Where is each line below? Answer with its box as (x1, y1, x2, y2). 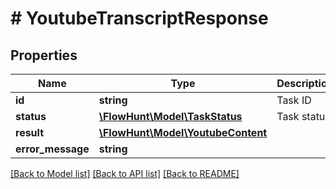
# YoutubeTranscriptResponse (10, 7, 269, 30)
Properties (10, 47, 78, 64)
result (15, 126, 45, 139)
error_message (15, 142, 90, 156)
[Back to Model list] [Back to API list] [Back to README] (10, 168, 240, 179)
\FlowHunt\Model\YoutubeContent (98, 126, 268, 139)
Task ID (276, 93, 312, 107)
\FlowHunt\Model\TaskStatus (98, 110, 243, 123)
